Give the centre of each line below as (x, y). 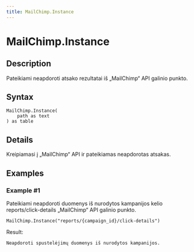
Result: (15, 232)
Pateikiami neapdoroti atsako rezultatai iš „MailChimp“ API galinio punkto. (97, 78)
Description (29, 64)
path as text (33, 116)
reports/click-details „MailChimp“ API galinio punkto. (71, 210)
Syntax (20, 97)
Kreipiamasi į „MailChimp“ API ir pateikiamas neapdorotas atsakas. (89, 155)
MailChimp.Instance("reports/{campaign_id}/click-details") (83, 221)
